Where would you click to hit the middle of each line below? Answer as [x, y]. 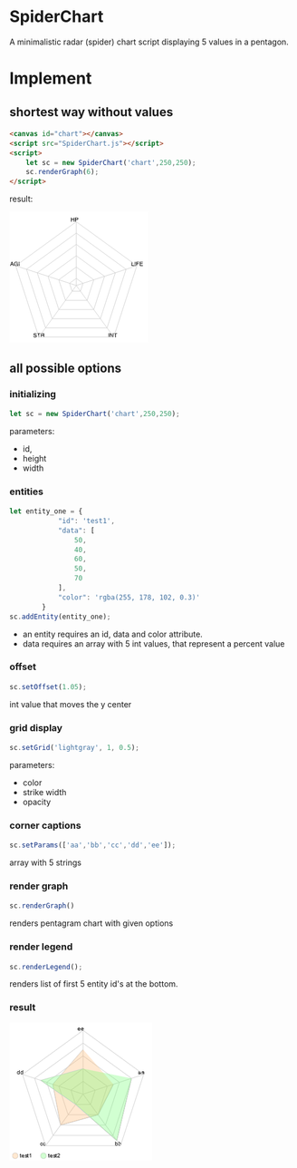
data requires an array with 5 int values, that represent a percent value [153, 643]
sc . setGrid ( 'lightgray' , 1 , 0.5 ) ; [75, 748]
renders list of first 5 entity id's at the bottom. [94, 984]
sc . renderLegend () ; [46, 967]
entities [26, 492]
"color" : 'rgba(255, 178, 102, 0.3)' [129, 597]
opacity [37, 802]
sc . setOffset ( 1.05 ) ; [48, 686]
